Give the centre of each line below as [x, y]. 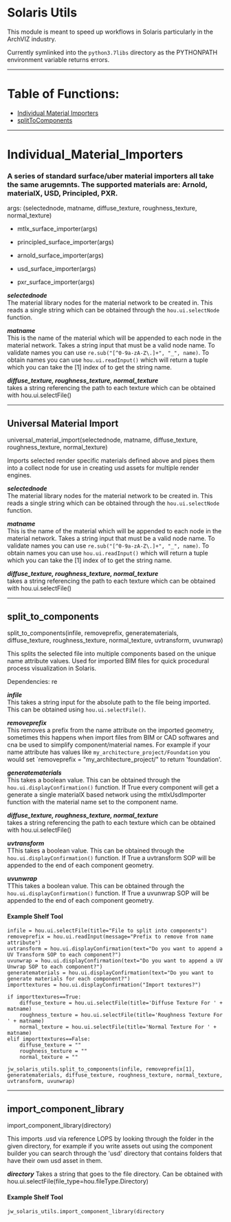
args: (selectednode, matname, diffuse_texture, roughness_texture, [102, 208]
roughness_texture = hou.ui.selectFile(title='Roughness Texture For [121, 1015]
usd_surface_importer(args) [56, 269]
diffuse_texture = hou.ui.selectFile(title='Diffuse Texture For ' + [121, 1003]
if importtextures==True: [44, 997]
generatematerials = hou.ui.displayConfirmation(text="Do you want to [110, 973]
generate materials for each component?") [69, 979]
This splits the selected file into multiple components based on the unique [112, 653]
